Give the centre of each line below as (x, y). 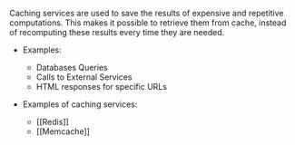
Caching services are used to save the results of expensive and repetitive (147, 13)
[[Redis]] (53, 122)
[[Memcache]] (63, 131)
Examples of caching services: (80, 104)
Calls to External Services (84, 77)
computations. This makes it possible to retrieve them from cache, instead (148, 23)
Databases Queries (72, 68)
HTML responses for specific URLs (102, 87)
